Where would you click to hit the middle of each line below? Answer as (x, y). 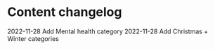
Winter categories (33, 38)
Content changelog (65, 12)
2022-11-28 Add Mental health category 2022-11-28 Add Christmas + (108, 31)
